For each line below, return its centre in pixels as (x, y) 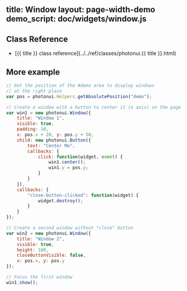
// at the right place (34, 91)
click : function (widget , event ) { (80, 157)
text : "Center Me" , (51, 145)
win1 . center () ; (67, 162)
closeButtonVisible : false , (51, 256)
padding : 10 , (33, 130)
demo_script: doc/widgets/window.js (76, 19)
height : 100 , (33, 250)
